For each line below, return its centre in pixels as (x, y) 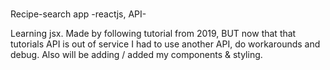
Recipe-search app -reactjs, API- (78, 14)
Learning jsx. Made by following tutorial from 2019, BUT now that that (153, 34)
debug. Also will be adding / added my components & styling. (136, 55)
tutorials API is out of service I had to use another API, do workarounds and (165, 44)
